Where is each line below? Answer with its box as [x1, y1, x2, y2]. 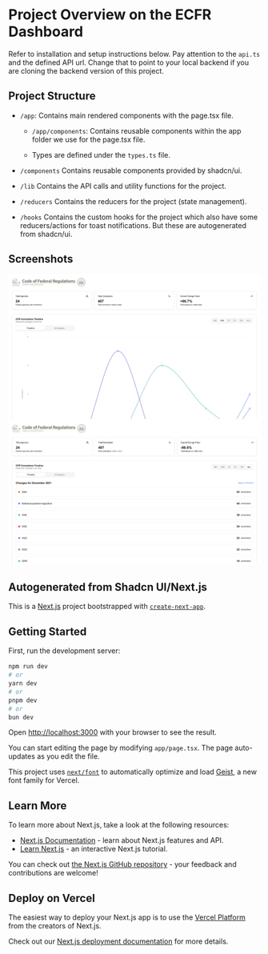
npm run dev [8, 663, 48, 671]
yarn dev [8, 679, 38, 687]
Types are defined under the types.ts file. [31, 150, 170, 159]
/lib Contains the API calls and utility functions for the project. [19, 181, 226, 190]
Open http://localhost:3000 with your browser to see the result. [8, 728, 218, 737]
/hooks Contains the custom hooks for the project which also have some [19, 212, 258, 222]
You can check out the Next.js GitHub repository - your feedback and [8, 860, 238, 869]
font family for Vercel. [8, 776, 80, 785]
